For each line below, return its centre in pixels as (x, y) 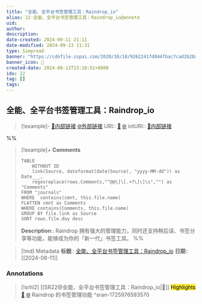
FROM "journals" (41, 192)
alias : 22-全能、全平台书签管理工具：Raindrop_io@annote (73, 17)
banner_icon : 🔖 (25, 62)
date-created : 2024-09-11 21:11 (47, 40)
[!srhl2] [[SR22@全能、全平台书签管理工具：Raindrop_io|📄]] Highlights (108, 287)
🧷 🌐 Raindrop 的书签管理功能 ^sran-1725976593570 (85, 295)
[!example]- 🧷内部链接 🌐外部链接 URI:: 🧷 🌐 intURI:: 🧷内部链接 (96, 126)
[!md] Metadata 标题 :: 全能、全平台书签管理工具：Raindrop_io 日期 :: (105, 251)
